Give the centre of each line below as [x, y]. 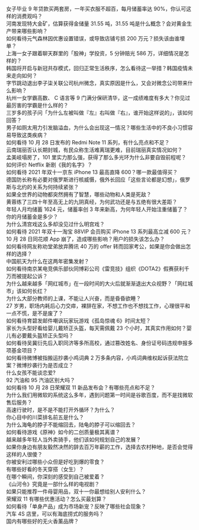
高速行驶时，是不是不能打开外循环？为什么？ [61, 410]
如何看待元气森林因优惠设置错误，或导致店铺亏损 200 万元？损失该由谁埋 [96, 38]
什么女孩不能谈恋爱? [31, 373]
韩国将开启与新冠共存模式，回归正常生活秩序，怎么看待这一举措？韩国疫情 [97, 68]
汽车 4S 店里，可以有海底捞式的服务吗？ [55, 514]
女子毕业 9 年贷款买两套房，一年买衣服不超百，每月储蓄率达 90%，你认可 [96, 9]
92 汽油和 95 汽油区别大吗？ [41, 380]
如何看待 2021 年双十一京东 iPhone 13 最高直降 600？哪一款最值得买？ [92, 172]
